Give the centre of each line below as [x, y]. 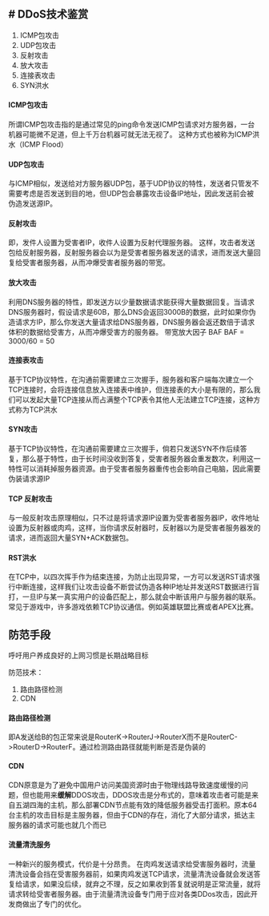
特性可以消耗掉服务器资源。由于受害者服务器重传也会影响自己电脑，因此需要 [134, 469]
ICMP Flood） [45, 145]
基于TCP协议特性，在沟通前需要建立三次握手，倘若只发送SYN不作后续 [124, 449]
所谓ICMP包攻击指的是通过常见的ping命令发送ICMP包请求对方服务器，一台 [131, 125]
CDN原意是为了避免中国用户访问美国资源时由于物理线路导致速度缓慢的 [125, 785]
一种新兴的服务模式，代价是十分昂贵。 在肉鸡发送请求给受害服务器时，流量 [132, 864]
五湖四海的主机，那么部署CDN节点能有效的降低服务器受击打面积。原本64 [136, 805]
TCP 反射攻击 [30, 498]
